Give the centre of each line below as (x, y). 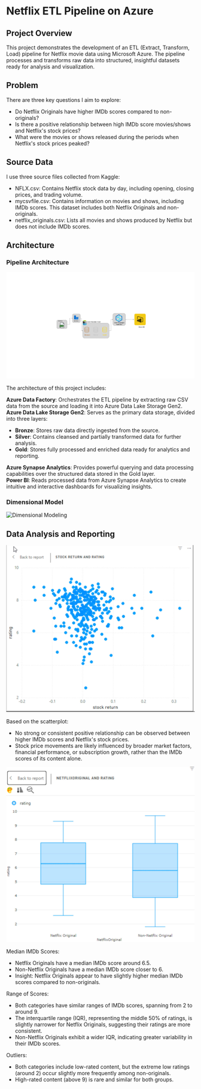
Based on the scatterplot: (37, 722)
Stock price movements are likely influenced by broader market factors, (103, 746)
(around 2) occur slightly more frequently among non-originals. (93, 1073)
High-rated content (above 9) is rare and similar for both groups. (94, 1079)
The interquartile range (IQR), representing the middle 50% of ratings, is (103, 1018)
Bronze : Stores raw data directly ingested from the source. (87, 430)
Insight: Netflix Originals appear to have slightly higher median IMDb (99, 976)
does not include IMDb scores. (53, 227)
